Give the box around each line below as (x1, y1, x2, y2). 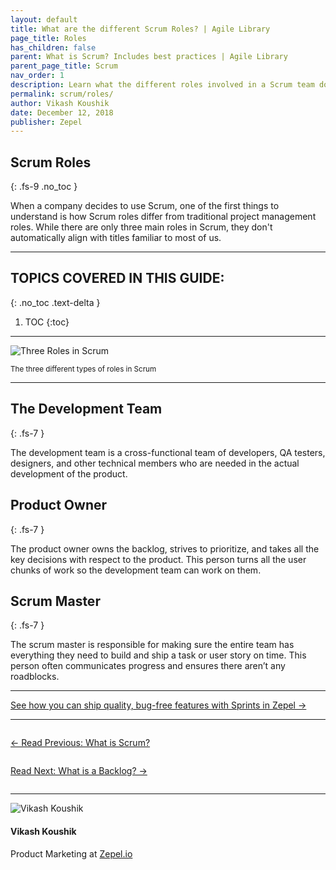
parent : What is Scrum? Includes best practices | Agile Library (10, 52, 288, 62)
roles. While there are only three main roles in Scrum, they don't (10, 221, 273, 233)
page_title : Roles (10, 33, 87, 43)
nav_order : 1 (10, 71, 65, 81)
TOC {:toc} (24, 316, 70, 328)
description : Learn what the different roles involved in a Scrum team (10, 80, 315, 90)
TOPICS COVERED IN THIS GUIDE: (10, 270, 225, 287)
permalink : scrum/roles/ (10, 89, 114, 99)
